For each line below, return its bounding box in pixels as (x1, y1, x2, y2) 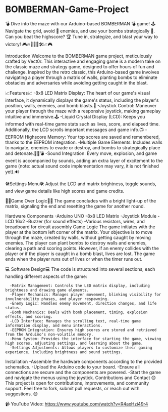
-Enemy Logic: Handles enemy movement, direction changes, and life (10, 301, 157, 306)
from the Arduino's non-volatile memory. (5, 332, 94, 337)
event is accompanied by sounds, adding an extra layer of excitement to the (5, 157, 163, 163)
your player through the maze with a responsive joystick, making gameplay (5, 108, 161, 114)
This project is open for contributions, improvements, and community (5, 380, 149, 386)
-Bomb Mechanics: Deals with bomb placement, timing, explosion (10, 310, 148, 315)
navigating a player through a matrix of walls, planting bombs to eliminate (5, 74, 158, 80)
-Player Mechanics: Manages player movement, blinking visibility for (10, 292, 161, 297)
